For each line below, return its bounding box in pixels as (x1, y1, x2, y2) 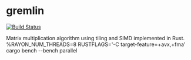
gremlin (6, 4, 45, 17)
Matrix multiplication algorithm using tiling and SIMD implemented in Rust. (6, 34, 185, 41)
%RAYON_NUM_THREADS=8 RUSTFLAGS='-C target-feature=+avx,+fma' (6, 41, 186, 48)
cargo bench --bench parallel (6, 47, 78, 54)
